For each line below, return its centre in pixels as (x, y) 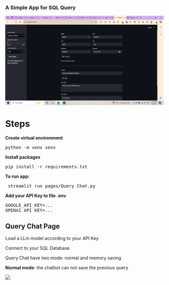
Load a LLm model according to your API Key (52, 239)
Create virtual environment (34, 138)
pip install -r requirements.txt (47, 167)
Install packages (23, 157)
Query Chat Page (33, 226)
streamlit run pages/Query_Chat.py (52, 186)
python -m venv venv (31, 148)
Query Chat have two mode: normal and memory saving (63, 258)
